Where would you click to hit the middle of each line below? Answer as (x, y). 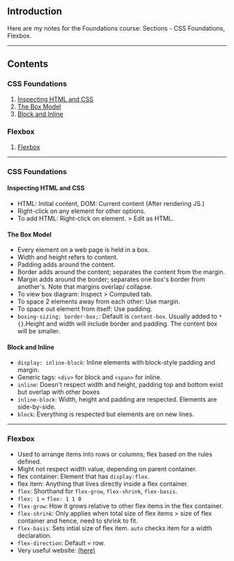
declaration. (34, 535)
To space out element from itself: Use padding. (85, 309)
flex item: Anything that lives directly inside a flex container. (103, 484)
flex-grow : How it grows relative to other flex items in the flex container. (120, 506)
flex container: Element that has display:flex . (83, 476)
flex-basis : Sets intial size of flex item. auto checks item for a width (115, 528)
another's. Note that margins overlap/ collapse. (85, 287)
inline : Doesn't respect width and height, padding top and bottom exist (120, 385)
